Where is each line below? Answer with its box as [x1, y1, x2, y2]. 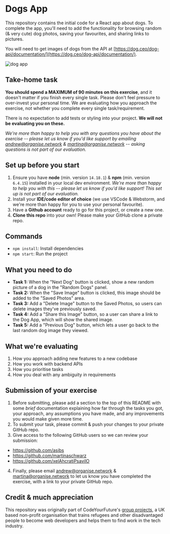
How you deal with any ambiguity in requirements [12, 372, 116, 378]
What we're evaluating [5, 342, 78, 351]
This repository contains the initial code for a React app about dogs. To [5, 20, 153, 26]
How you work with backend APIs [12, 361, 83, 367]
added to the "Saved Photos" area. [12, 295, 86, 301]
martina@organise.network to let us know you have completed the [12, 473, 151, 479]
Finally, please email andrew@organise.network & [12, 468, 116, 474]
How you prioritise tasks [12, 366, 63, 372]
